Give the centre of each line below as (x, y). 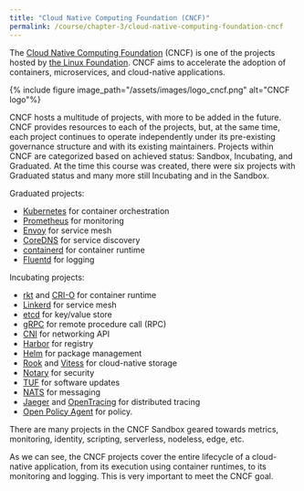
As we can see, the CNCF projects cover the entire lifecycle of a (130, 456)
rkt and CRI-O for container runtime (89, 294)
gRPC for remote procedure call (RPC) (94, 324)
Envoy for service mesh (67, 230)
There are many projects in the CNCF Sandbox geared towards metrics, (144, 429)
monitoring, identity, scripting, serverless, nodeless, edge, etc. (127, 439)
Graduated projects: (47, 193)
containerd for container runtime (84, 250)
